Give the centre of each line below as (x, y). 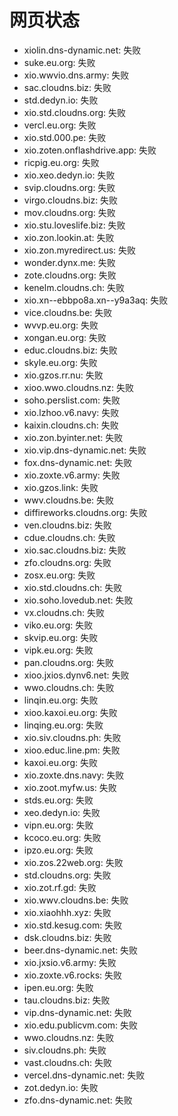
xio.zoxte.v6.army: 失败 (72, 475)
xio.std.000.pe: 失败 (65, 137)
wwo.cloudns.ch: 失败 (69, 687)
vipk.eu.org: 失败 (58, 650)
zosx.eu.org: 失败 (59, 575)
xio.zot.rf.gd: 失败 (60, 887)
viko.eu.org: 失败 (58, 625)
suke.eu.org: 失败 (59, 62)
